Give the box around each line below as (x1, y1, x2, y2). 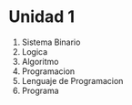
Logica (21, 46, 48, 57)
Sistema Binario (21, 37, 81, 47)
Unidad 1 (8, 6, 75, 27)
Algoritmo (21, 56, 59, 67)
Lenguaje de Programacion (21, 75, 124, 86)
